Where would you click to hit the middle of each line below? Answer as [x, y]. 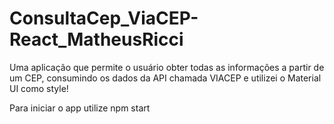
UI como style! [39, 88]
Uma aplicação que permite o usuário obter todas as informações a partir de [167, 67]
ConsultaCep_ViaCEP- [104, 18]
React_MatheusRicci [96, 39]
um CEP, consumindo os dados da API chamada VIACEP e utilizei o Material [165, 78]
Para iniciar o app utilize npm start [80, 108]
